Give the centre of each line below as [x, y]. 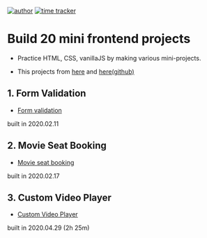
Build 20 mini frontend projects [99, 39]
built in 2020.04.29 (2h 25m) [48, 228]
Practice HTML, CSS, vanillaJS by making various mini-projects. [109, 58]
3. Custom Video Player [59, 197]
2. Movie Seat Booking [57, 146]
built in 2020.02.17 [33, 176]
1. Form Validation [47, 94]
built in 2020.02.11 [33, 124]
